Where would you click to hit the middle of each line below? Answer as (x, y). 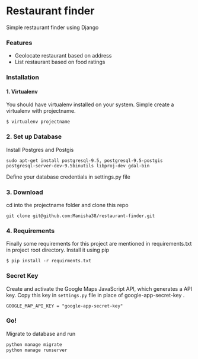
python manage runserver (37, 350)
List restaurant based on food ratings (60, 62)
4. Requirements (31, 231)
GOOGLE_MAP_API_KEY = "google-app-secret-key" (65, 306)
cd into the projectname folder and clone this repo (67, 205)
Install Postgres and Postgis (40, 150)
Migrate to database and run (41, 333)
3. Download (25, 192)
